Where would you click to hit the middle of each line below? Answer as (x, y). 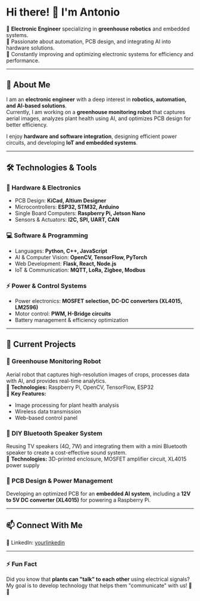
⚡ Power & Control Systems (46, 286)
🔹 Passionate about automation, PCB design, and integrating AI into (89, 41)
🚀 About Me (28, 85)
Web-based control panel (46, 418)
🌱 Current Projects (41, 344)
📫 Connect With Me (45, 525)
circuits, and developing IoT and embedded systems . (72, 142)
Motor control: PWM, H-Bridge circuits (63, 314)
